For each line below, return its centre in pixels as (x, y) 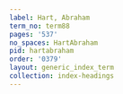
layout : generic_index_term (62, 68)
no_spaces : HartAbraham (54, 43)
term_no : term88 (40, 26)
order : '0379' (36, 59)
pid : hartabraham (42, 51)
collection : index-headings (62, 76)
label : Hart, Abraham (50, 17)
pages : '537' (34, 34)
